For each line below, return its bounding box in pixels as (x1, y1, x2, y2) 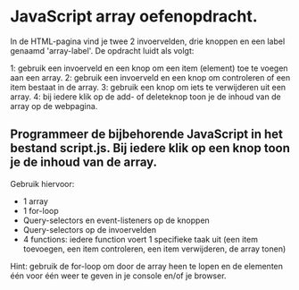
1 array (22, 195, 48, 207)
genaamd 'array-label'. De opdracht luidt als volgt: (10, 45, 195, 55)
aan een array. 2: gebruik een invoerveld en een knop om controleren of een (10, 72, 291, 82)
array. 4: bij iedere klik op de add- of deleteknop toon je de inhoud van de (10, 91, 281, 102)
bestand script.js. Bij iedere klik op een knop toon (10, 141, 291, 156)
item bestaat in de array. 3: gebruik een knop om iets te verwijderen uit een (10, 81, 287, 92)
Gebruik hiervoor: (10, 178, 75, 189)
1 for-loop (22, 205, 59, 216)
